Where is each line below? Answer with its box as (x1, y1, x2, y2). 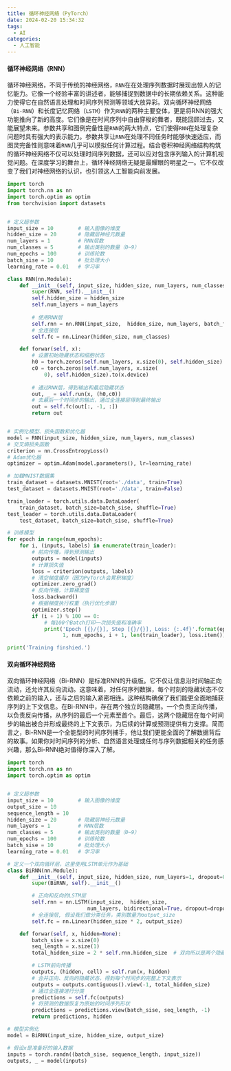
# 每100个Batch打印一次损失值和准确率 (43, 619, 142, 626)
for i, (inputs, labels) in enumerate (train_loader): (19, 542, 177, 550)
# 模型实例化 (7, 1026, 39, 1033)
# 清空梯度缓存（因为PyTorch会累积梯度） (32, 574, 137, 581)
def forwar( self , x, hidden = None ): (19, 930, 122, 937)
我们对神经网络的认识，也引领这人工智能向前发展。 (19, 167, 164, 176)
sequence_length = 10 (7, 810, 69, 817)
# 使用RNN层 (32, 314, 63, 321)
